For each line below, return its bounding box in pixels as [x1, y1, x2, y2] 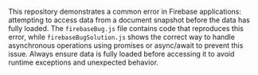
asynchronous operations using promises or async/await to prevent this [8, 41, 244, 50]
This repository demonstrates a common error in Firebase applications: [8, 7, 241, 16]
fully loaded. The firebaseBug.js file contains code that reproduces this [8, 24, 244, 33]
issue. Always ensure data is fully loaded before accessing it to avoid [8, 49, 235, 58]
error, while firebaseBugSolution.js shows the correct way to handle [8, 32, 235, 41]
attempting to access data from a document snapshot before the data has [8, 15, 251, 25]
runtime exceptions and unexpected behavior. [8, 57, 159, 67]
